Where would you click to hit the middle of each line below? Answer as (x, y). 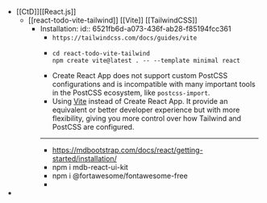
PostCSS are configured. (93, 127)
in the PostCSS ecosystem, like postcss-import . (131, 93)
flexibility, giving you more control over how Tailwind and (147, 118)
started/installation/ (84, 159)
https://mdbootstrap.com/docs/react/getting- (127, 150)
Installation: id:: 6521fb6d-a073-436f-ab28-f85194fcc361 (136, 29)
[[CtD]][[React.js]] (46, 12)
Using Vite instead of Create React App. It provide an (140, 101)
